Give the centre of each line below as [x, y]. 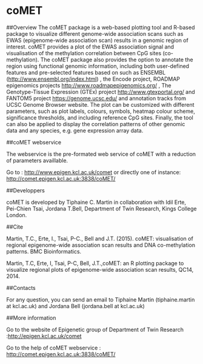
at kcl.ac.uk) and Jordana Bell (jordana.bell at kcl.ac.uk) [76, 306]
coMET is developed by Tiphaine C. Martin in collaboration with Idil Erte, [96, 202]
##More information [31, 318]
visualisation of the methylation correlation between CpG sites [84, 53]
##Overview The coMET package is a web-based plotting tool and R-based [101, 27]
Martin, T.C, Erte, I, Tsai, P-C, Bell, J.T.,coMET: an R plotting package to [95, 263]
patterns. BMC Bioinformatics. [44, 251]
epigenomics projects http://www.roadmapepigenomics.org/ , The [89, 85]
